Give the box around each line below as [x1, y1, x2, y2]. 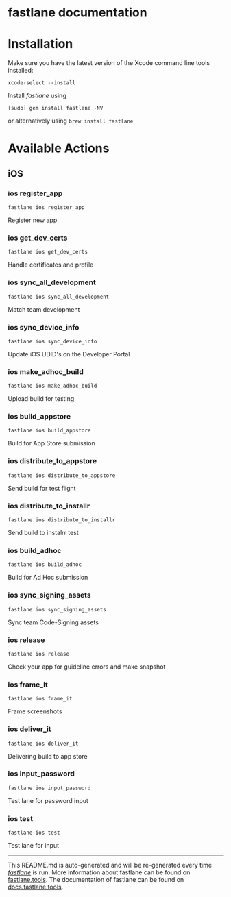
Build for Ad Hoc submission [8, 574, 88, 582]
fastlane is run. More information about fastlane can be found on [8, 868, 191, 876]
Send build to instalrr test [8, 529, 80, 537]
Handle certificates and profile [8, 260, 94, 269]
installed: [8, 66, 34, 75]
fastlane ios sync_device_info [8, 338, 97, 345]
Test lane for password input [8, 796, 88, 804]
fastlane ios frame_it [8, 696, 73, 702]
